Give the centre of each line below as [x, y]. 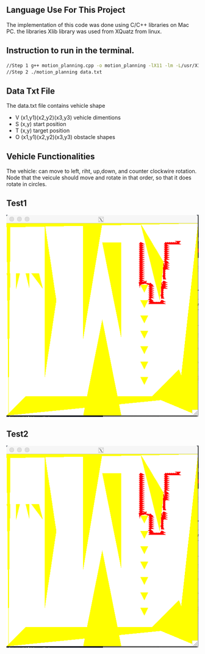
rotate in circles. [27, 184]
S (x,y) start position [41, 124]
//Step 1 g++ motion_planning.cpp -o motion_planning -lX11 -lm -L [94, 66]
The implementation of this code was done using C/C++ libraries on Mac [98, 24]
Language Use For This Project [66, 10]
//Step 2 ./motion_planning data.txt [54, 72]
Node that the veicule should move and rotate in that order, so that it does [99, 178]
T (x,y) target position [42, 130]
